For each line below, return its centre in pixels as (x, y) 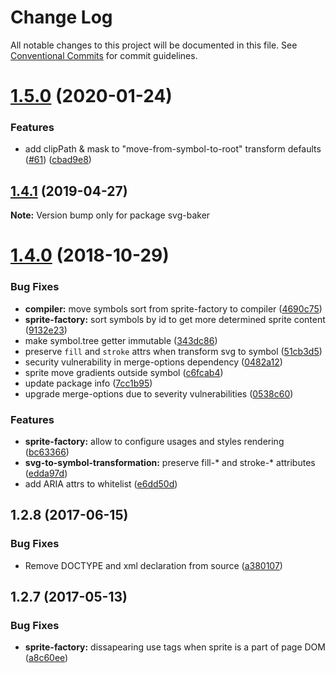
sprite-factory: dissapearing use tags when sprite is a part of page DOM (175, 647)
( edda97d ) (46, 473)
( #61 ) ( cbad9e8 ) (58, 160)
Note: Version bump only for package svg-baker (110, 215)
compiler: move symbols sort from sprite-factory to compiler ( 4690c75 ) (173, 308)
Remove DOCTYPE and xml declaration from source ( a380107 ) (153, 565)
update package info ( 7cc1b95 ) (88, 383)
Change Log (61, 17)
